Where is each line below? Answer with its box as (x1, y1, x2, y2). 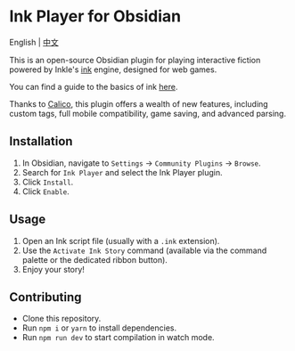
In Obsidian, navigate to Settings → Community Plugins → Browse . (21, 158, 261, 168)
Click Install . (21, 176, 74, 187)
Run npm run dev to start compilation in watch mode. (21, 332, 216, 343)
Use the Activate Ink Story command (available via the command (21, 245, 267, 256)
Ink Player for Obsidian (9, 6, 181, 27)
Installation (9, 134, 73, 149)
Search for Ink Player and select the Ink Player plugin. (21, 167, 223, 177)
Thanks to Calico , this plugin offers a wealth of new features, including (9, 98, 269, 109)
